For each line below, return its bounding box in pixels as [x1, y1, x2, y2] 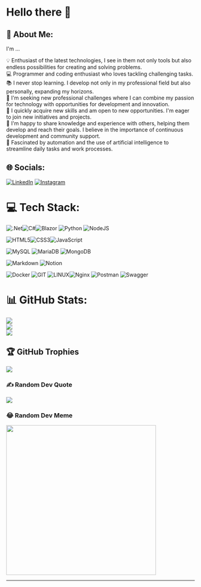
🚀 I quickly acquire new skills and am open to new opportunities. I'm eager [6, 107, 190, 114]
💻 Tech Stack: [6, 201, 80, 214]
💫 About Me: [6, 29, 54, 40]
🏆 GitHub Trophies [6, 347, 80, 357]
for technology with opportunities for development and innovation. [6, 101, 170, 107]
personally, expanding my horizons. [6, 88, 95, 95]
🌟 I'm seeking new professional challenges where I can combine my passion [6, 94, 194, 101]
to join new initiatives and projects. [6, 113, 92, 121]
